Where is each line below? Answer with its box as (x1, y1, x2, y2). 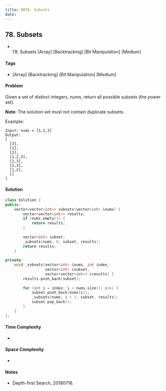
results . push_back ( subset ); (23, 276, 81, 281)
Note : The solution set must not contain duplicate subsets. (5, 109, 125, 115)
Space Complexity (5, 347, 44, 353)
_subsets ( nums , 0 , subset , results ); (23, 239, 101, 244)
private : (5, 258, 23, 263)
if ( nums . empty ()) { (23, 216, 65, 221)
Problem (5, 83, 23, 89)
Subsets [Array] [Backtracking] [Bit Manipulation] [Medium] (19, 49, 141, 55)
